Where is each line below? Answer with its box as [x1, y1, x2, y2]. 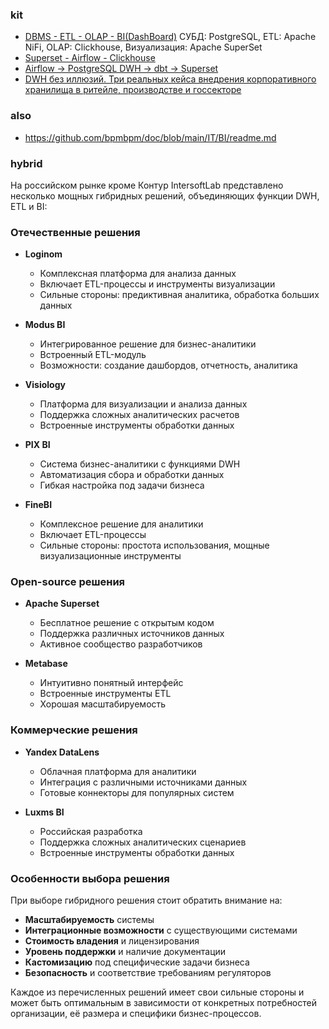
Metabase [24, 658, 68, 670]
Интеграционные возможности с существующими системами [24, 924, 298, 937]
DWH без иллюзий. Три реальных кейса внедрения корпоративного [24, 73, 317, 85]
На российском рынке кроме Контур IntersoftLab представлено [10, 179, 284, 191]
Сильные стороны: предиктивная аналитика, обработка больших [39, 289, 320, 301]
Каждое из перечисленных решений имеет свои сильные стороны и [10, 986, 305, 998]
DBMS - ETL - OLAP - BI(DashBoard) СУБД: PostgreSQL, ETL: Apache [24, 31, 317, 43]
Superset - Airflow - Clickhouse [24, 52, 156, 64]
